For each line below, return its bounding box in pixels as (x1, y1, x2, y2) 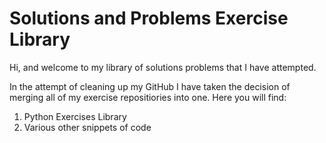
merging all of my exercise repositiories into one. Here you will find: (9, 91, 287, 103)
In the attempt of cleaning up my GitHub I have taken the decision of (9, 80, 291, 92)
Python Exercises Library (23, 110, 127, 122)
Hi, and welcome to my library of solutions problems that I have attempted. (9, 61, 317, 73)
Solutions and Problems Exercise (9, 7, 289, 30)
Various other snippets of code (23, 121, 152, 133)
